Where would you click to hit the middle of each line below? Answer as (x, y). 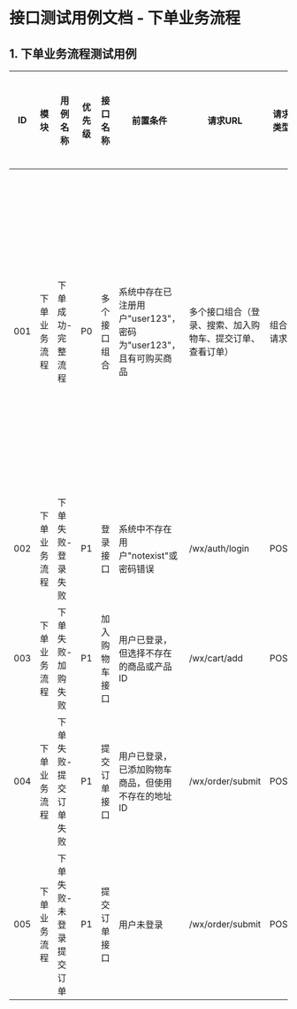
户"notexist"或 (148, 555)
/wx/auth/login (219, 548)
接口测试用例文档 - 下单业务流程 (125, 18)
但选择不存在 (145, 653)
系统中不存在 (145, 529)
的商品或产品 (145, 666)
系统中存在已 (145, 292)
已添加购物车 (145, 770)
